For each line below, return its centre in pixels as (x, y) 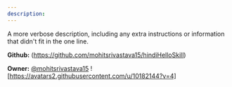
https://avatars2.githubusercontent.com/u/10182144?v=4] (93, 76)
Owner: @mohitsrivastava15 (48, 68)
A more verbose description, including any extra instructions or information (116, 34)
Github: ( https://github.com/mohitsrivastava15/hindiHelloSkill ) (97, 55)
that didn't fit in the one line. (48, 41)
